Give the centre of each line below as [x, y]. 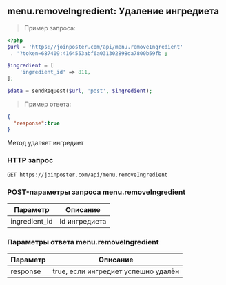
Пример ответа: [48, 104]
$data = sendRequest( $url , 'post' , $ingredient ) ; [80, 91]
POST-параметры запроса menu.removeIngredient [96, 192]
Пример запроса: [50, 28]
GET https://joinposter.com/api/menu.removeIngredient [88, 175]
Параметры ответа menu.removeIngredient [83, 242]
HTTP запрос [30, 160]
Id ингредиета [83, 222]
